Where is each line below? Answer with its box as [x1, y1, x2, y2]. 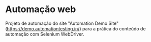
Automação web [5, 4, 76, 15]
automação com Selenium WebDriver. [5, 31, 84, 37]
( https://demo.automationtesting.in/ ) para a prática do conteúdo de [5, 25, 146, 31]
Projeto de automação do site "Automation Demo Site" [5, 20, 119, 26]
